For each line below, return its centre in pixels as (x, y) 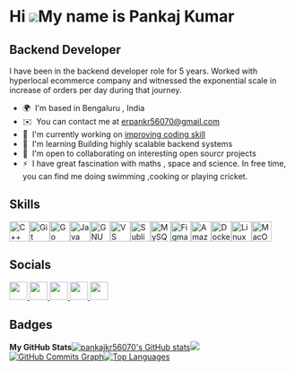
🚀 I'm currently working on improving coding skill (114, 134)
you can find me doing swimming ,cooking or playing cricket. (135, 176)
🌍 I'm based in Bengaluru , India (83, 108)
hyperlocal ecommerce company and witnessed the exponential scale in (143, 81)
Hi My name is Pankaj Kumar (122, 17)
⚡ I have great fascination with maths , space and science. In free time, (154, 164)
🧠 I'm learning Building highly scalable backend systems (127, 144)
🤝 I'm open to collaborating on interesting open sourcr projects (139, 153)
